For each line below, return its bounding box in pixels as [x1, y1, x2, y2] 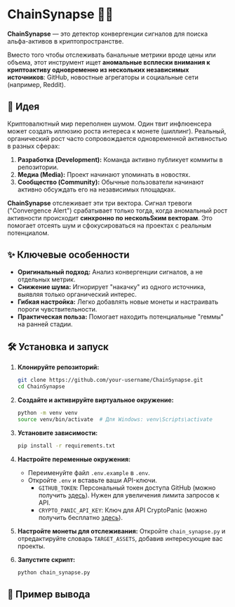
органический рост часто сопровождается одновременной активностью [7, 134, 227, 142]
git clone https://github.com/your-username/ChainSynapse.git [17, 377, 203, 384]
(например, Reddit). [7, 80, 66, 88]
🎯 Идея [7, 101, 40, 113]
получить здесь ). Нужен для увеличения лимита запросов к [38, 491, 220, 499]
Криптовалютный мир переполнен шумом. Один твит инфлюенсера [7, 119, 212, 128]
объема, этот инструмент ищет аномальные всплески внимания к [7, 58, 210, 66]
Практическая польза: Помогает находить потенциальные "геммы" [17, 312, 224, 321]
